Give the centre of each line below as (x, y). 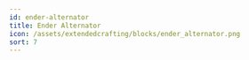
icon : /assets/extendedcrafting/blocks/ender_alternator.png (125, 34)
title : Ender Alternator (55, 26)
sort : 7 (24, 42)
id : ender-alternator (49, 17)
